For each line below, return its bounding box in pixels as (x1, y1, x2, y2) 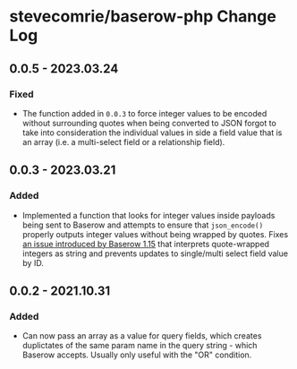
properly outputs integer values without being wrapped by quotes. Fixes (21, 228, 289, 239)
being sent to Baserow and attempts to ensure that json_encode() (21, 219, 264, 230)
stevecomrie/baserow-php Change (9, 6, 277, 27)
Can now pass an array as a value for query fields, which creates (21, 330, 262, 341)
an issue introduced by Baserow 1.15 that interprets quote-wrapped (21, 238, 270, 249)
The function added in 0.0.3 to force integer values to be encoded (21, 107, 267, 118)
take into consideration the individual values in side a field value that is (21, 127, 283, 138)
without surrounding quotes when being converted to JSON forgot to (21, 117, 277, 128)
